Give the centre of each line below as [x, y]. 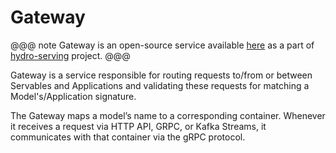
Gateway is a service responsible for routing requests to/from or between [161, 75]
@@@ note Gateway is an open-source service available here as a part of [162, 45]
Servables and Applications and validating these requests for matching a [160, 85]
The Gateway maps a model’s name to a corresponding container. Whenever [168, 115]
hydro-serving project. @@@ [70, 55]
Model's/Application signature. [73, 96]
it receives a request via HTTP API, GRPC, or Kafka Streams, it [138, 126]
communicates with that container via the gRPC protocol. [128, 137]
